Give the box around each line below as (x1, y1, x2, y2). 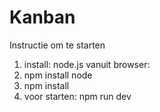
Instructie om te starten (9, 39, 106, 51)
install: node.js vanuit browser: (23, 58, 151, 70)
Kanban (9, 6, 76, 29)
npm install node (23, 69, 93, 81)
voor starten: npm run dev (23, 90, 132, 102)
